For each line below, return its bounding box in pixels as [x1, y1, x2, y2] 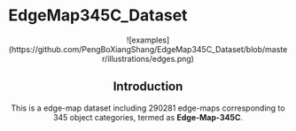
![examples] [126, 35, 170, 45]
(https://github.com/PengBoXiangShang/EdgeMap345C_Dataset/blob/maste [8, 43, 288, 54]
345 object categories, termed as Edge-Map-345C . [52, 112, 244, 122]
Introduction [113, 79, 183, 94]
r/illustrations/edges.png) [102, 53, 194, 64]
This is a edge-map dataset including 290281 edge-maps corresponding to [11, 103, 285, 113]
